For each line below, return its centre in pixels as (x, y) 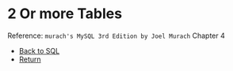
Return (30, 59)
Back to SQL (39, 50)
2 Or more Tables (65, 14)
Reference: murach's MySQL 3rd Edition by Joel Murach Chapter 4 (116, 35)
